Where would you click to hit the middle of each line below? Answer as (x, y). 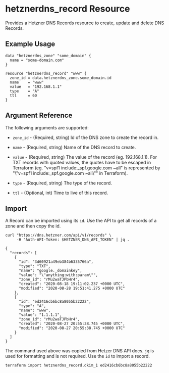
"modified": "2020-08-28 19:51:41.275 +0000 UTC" (72, 289)
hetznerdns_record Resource (68, 9)
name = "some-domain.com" (37, 60)
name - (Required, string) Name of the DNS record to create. (74, 147)
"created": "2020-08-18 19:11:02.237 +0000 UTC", (72, 284)
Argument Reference (39, 115)
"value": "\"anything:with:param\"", (58, 275)
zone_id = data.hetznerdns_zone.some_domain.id (61, 78)
